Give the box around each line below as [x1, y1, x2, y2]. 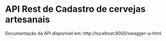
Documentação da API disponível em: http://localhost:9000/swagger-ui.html [5, 30, 162, 36]
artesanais [5, 14, 50, 25]
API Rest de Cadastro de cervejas [5, 3, 146, 15]
